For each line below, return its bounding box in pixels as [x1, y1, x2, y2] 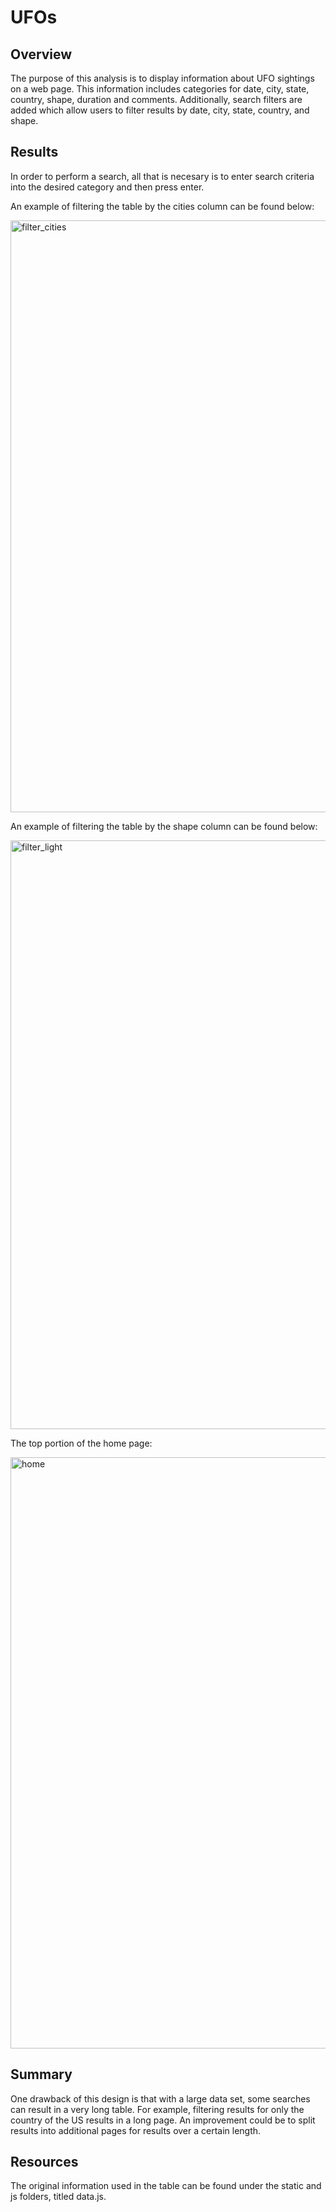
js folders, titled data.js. [10, 2191, 107, 2203]
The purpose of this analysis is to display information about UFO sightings [10, 72, 315, 84]
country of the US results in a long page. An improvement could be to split [10, 2114, 316, 2126]
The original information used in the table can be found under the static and [10, 2180, 322, 2192]
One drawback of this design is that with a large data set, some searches [10, 2092, 311, 2105]
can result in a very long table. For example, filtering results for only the [10, 2103, 305, 2115]
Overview [10, 46, 73, 63]
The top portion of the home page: [10, 1437, 153, 1449]
